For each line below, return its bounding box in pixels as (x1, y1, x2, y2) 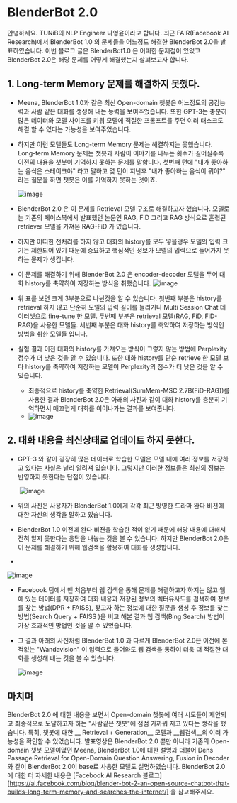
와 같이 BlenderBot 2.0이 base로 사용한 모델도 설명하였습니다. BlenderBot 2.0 (7, 763, 226, 771)
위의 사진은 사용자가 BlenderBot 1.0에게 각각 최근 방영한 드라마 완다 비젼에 (17, 501, 224, 510)
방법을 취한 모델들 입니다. (17, 329, 88, 338)
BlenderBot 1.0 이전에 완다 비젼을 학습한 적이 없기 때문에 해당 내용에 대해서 (17, 525, 226, 533)
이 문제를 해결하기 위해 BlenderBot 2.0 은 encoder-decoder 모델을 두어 (17, 270, 218, 278)
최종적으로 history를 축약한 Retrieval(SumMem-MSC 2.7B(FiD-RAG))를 (28, 386, 230, 395)
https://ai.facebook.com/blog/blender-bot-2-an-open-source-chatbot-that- (9, 779, 230, 788)
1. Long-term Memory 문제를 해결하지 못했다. (7, 78, 200, 90)
